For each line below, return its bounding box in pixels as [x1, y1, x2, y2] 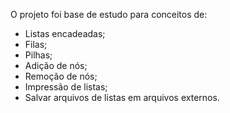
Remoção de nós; [24, 70, 98, 82]
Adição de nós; [24, 60, 88, 71]
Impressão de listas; [24, 81, 108, 93]
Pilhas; [24, 49, 53, 61]
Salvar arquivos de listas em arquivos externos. [24, 92, 220, 103]
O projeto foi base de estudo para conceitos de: [10, 9, 208, 20]
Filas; [24, 39, 48, 50]
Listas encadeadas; [24, 28, 106, 39]
